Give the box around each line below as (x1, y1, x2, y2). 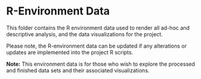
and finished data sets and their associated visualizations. (6, 66, 150, 74)
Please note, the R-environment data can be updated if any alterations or (6, 42, 187, 49)
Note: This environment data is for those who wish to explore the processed (6, 60, 196, 68)
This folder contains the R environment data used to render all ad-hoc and (6, 24, 190, 31)
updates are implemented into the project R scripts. (6, 48, 134, 55)
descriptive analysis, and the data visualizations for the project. (6, 30, 163, 37)
